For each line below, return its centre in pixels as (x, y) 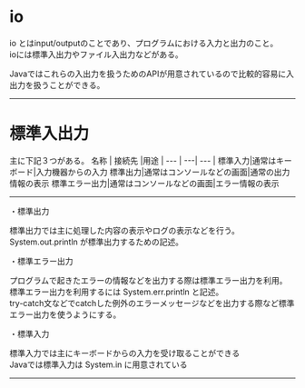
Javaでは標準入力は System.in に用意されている (98, 364)
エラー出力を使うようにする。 (65, 314)
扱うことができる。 (69, 85)
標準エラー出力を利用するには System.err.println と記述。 (117, 292)
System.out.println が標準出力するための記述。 (97, 242)
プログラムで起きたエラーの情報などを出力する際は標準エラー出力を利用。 (148, 280)
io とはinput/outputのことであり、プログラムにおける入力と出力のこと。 (144, 43)
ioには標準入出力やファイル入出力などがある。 (96, 54)
